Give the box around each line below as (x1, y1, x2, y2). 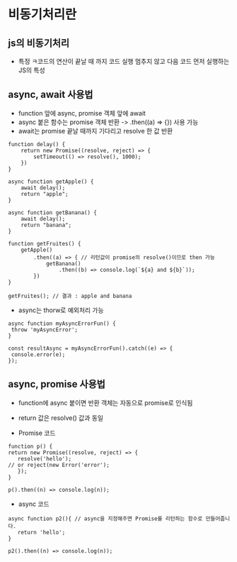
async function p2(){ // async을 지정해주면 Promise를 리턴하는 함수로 (8, 515, 203, 522)
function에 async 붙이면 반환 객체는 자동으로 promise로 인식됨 (18, 398, 193, 407)
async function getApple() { (8, 178, 94, 185)
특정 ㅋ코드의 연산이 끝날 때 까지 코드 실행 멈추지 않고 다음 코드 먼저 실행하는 (18, 57, 230, 65)
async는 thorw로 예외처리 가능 (18, 306, 105, 314)
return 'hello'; (17, 529, 66, 536)
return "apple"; (21, 190, 69, 197)
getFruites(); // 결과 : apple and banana (8, 292, 132, 299)
